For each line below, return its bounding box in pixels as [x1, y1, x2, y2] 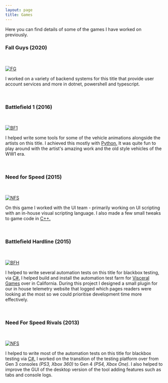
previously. [5, 32, 28, 38]
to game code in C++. [5, 216, 51, 222]
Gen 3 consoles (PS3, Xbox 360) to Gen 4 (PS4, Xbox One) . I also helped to [5, 361, 163, 367]
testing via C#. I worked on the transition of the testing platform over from [5, 356, 159, 362]
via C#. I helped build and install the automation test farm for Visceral [5, 275, 150, 281]
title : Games [5, 12, 33, 17]
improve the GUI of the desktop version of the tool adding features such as [5, 366, 161, 372]
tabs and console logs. [5, 372, 53, 378]
